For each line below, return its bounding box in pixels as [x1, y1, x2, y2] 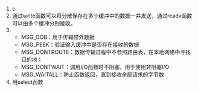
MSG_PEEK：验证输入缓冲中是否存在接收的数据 [21, 41, 139, 48]
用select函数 [11, 78, 43, 86]
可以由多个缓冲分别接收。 [11, 20, 76, 26]
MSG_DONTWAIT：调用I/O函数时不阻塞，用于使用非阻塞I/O [21, 63, 170, 71]
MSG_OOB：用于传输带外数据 [21, 34, 95, 41]
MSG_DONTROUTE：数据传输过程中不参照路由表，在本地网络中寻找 [21, 48, 191, 56]
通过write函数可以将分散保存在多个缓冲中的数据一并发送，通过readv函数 [11, 12, 193, 19]
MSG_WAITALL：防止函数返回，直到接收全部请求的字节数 [21, 71, 164, 78]
